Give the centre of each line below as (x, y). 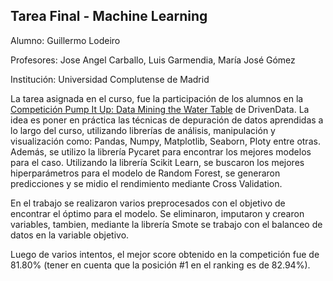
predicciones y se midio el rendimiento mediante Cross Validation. (146, 183)
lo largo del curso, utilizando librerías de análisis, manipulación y (143, 130)
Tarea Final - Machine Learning (109, 16)
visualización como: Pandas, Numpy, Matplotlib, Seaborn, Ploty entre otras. (165, 141)
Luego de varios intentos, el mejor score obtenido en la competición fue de (165, 254)
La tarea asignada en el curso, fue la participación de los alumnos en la (157, 98)
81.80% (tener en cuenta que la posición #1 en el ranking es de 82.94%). (160, 265)
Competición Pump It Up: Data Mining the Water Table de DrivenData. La (160, 109)
